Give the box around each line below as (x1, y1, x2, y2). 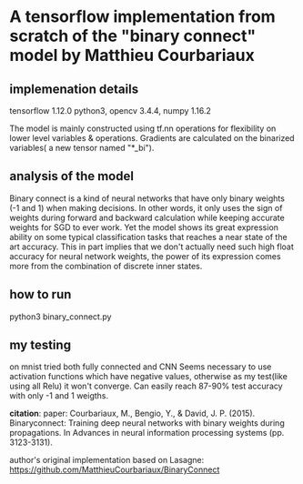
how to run (9, 287, 72, 302)
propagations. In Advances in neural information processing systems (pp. (9, 428, 285, 439)
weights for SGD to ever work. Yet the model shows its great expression (9, 221, 279, 233)
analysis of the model (9, 168, 135, 184)
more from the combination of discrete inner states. (9, 260, 203, 271)
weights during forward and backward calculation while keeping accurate (9, 212, 285, 223)
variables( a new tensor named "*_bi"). (9, 143, 155, 153)
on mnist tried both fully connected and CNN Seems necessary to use (9, 361, 272, 372)
